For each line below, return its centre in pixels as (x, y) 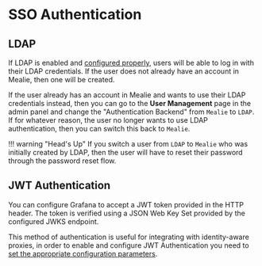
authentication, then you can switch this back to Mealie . (99, 129)
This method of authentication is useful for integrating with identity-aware (129, 237)
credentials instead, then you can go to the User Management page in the (130, 103)
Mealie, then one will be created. (62, 80)
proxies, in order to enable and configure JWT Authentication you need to (129, 245)
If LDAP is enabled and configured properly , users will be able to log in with (131, 63)
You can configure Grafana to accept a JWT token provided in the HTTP (126, 204)
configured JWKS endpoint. (54, 221)
